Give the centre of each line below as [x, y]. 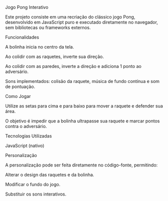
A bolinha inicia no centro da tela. [40, 47]
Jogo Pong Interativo [27, 7]
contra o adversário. [26, 126]
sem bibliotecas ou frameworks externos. [48, 27]
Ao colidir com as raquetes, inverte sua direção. [55, 56]
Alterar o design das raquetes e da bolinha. [50, 175]
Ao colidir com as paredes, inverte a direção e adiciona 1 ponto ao [73, 66]
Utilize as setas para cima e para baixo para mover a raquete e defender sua [84, 106]
